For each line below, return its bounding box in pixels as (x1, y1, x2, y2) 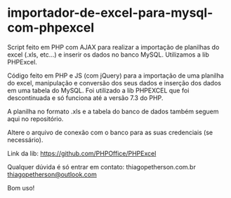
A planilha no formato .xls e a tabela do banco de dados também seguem (7, 107, 219, 115)
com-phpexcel (7, 20, 95, 36)
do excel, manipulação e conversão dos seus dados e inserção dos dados (7, 78, 221, 87)
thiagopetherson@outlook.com (7, 170, 97, 178)
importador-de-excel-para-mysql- (7, 5, 213, 21)
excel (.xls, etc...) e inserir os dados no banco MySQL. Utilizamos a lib (7, 50, 209, 59)
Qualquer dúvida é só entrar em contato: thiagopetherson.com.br (7, 162, 197, 171)
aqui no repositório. (7, 114, 64, 123)
